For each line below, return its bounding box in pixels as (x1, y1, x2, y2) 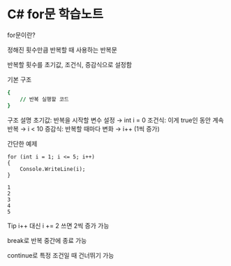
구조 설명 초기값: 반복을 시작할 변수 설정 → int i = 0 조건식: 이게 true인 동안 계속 (7, 116, 225, 124)
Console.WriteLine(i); (20, 165, 86, 172)
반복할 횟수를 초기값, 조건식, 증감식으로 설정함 (7, 60, 133, 68)
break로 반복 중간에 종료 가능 (7, 236, 87, 244)
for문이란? (7, 31, 36, 39)
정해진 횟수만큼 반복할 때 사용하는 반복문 (7, 45, 117, 54)
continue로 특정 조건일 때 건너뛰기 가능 (7, 251, 114, 259)
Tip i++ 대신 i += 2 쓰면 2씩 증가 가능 (7, 221, 110, 230)
